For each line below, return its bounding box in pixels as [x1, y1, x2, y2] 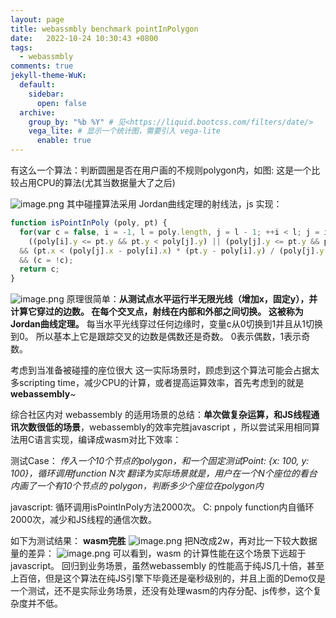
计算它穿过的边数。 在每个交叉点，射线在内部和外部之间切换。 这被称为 [10, 306, 304, 318]
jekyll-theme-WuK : [10, 71, 87, 81]
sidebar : [28, 89, 65, 99]
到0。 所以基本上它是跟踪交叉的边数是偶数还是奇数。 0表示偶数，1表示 [10, 331, 302, 343]
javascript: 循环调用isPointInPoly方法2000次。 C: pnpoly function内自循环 [10, 501, 315, 513]
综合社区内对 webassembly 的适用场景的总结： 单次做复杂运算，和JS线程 [10, 409, 312, 421]
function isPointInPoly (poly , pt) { [10, 218, 168, 228]
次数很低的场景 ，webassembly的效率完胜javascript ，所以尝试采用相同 [18, 421, 312, 433]
